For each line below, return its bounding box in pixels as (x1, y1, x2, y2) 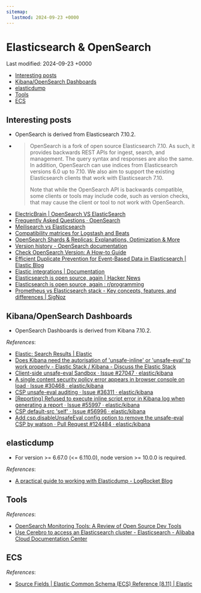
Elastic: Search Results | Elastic (14, 350, 92, 358)
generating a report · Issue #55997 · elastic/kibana (14, 401, 140, 409)
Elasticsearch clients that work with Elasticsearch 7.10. (29, 174, 164, 182)
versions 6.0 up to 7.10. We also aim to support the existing (29, 168, 175, 175)
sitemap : (6, 8, 28, 15)
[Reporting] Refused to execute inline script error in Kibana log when (14, 395, 185, 402)
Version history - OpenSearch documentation (14, 242, 128, 250)
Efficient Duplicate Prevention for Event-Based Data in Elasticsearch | (14, 255, 187, 262)
